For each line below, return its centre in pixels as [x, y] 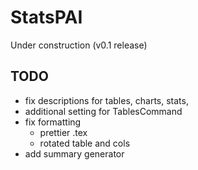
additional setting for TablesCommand [103, 111]
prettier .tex [63, 132]
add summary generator [74, 153]
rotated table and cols [85, 143]
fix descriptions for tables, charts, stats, [106, 100]
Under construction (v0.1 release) [79, 45]
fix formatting [53, 122]
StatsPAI [46, 17]
